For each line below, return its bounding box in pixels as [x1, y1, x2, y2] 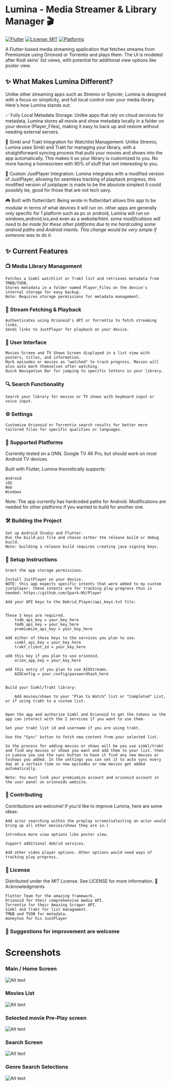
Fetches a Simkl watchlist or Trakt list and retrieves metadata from [5, 276, 159, 282]
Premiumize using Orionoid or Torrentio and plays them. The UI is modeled [5, 51, 163, 58]
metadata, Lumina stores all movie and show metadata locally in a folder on [5, 117, 164, 124]
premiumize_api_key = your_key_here [14, 626, 93, 632]
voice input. [5, 399, 33, 404]
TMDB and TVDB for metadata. [5, 912, 68, 917]
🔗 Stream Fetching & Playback [5, 306, 82, 313]
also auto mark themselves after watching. [5, 364, 100, 369]
